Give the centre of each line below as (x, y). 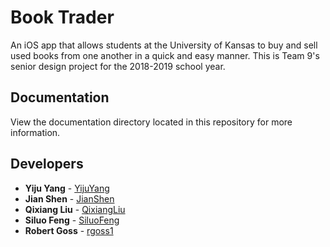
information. (35, 132)
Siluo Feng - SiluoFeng (72, 220)
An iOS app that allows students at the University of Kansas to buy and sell (164, 45)
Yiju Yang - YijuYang (67, 188)
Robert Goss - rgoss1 (69, 230)
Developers (47, 164)
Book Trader (62, 17)
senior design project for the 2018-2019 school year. (118, 66)
